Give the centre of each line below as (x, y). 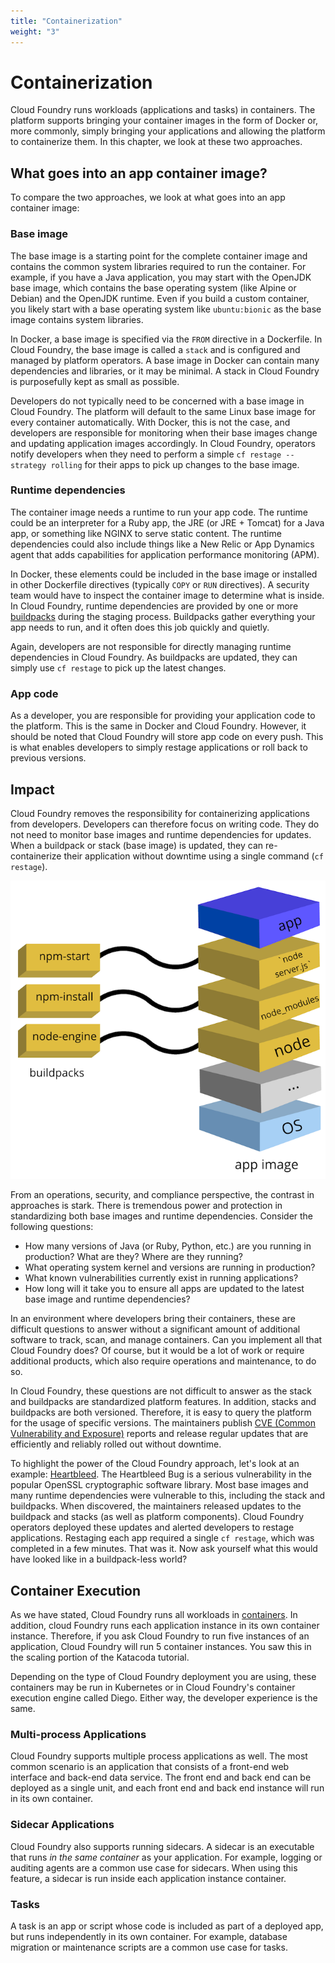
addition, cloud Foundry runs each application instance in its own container (165, 1625)
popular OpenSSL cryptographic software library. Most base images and (159, 1485)
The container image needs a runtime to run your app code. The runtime (159, 512)
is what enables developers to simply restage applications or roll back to (159, 747)
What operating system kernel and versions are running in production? (170, 1267)
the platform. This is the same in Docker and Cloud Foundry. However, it (158, 726)
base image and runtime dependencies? (107, 1299)
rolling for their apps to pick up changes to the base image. (175, 464)
